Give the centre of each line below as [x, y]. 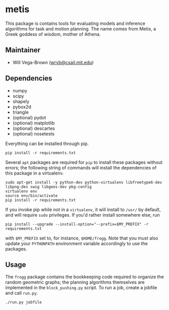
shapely [21, 101]
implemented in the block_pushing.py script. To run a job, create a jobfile [81, 288]
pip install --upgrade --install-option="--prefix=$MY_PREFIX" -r [77, 224]
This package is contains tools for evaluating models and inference [75, 23]
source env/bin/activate [31, 196]
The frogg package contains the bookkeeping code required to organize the [84, 277]
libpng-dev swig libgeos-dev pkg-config [49, 187]
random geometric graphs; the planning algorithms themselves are [75, 282]
